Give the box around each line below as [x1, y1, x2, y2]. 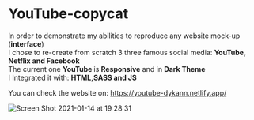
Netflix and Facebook [8, 56, 81, 66]
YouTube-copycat [8, 5, 129, 23]
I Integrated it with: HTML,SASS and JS [8, 73, 137, 82]
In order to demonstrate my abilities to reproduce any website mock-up [8, 31, 241, 40]
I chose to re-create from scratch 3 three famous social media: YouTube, [8, 47, 247, 57]
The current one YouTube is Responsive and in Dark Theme [8, 64, 206, 73]
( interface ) [8, 39, 45, 48]
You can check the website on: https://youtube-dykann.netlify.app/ [8, 88, 227, 97]
